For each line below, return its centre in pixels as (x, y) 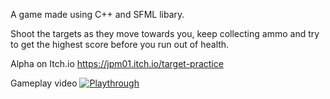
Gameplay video (44, 83)
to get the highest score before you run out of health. (120, 44)
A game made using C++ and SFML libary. (97, 14)
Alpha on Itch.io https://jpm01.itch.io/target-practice (117, 63)
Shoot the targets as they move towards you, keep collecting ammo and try (165, 33)
